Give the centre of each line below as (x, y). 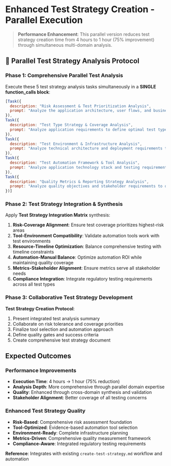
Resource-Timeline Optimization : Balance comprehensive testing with (87, 246)
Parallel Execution (44, 20)
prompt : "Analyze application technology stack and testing (75, 167)
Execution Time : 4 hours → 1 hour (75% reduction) (66, 382)
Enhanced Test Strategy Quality (45, 411)
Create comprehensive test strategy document (62, 340)
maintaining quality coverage (43, 263)
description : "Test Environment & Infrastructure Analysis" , (76, 144)
